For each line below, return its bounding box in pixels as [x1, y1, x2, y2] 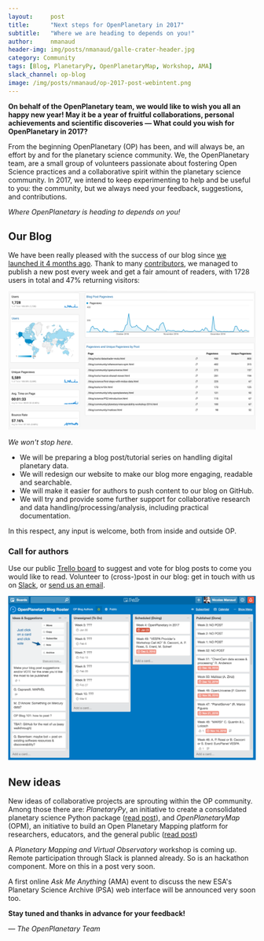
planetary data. [19, 460, 69, 470]
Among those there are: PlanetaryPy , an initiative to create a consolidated [8, 805, 247, 815]
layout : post [8, 13, 65, 20]
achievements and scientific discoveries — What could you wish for [8, 118, 235, 127]
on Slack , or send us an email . [8, 580, 106, 590]
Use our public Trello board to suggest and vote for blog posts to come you [8, 564, 252, 573]
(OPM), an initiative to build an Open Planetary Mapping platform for [8, 822, 229, 831]
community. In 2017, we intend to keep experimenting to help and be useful [8, 175, 251, 185]
